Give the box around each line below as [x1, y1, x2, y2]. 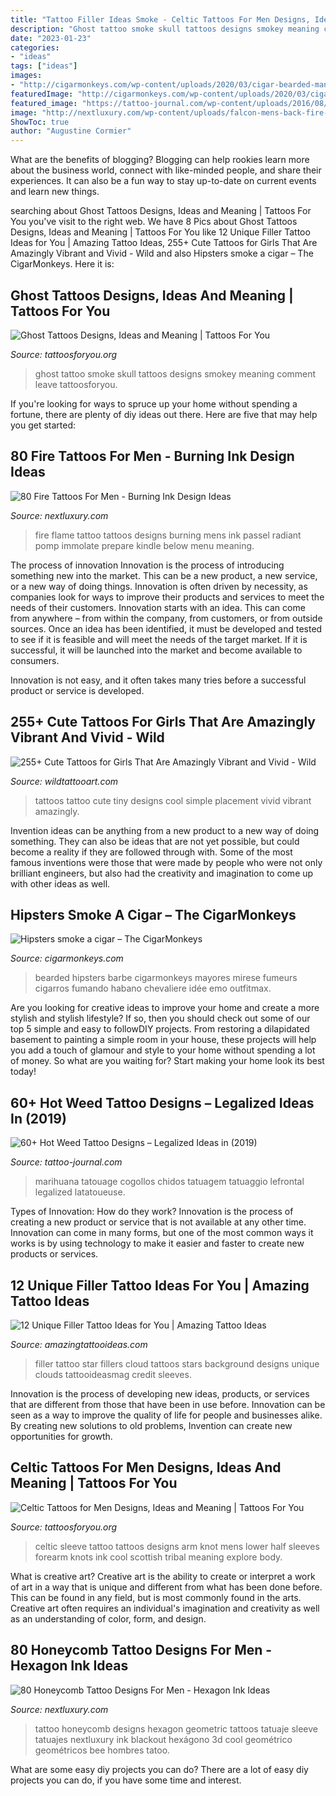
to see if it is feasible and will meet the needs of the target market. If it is [10, 633, 308, 645]
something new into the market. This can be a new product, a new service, [10, 569, 318, 581]
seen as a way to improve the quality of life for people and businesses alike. [10, 1409, 323, 1421]
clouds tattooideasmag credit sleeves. [34, 1369, 192, 1380]
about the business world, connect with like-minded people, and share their [10, 164, 322, 176]
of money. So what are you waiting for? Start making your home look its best [10, 1055, 325, 1067]
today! [10, 1066, 37, 1078]
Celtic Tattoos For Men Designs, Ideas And [10, 1459, 282, 1476]
